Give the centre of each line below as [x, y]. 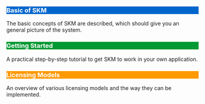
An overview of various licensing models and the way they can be [89, 88]
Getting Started [30, 46]
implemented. [23, 94]
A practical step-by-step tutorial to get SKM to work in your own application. [102, 59]
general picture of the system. [44, 30]
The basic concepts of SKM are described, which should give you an [93, 24]
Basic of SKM [27, 10]
